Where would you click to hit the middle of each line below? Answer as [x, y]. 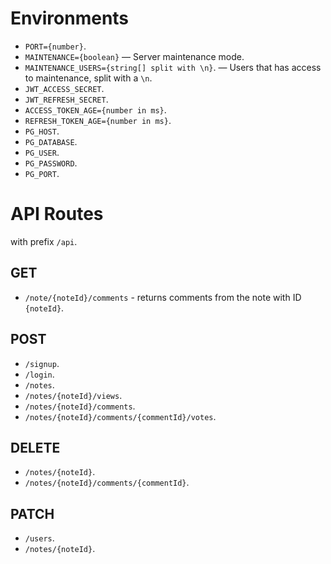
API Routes [57, 214]
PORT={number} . [55, 46]
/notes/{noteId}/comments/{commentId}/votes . [120, 416]
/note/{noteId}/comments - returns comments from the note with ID [163, 297]
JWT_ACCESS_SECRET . [64, 88]
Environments [70, 18]
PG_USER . [42, 152]
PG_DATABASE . [51, 141]
